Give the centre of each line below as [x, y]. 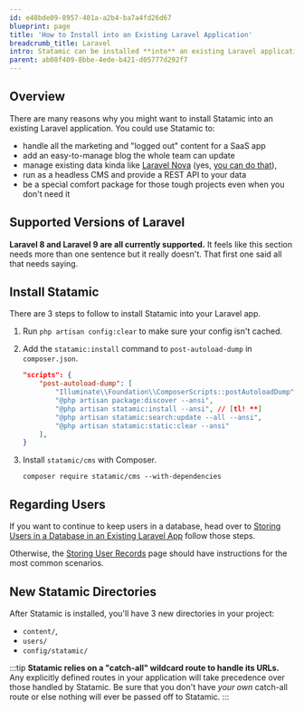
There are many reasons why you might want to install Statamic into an [142, 118]
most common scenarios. [57, 563]
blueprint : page [40, 26]
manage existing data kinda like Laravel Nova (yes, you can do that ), [150, 165]
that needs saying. [44, 263]
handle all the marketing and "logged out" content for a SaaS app [144, 145]
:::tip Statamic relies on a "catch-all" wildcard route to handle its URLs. [144, 667]
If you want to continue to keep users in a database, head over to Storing [145, 526]
